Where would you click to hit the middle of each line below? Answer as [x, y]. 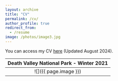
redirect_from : [21, 28]
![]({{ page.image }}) [58, 71]
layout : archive [22, 10]
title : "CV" [17, 14]
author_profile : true [27, 23]
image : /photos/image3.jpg [33, 37]
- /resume [20, 32]
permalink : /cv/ [22, 19]
